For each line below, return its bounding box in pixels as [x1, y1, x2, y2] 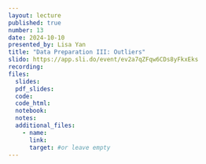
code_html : [15, 99, 51, 107]
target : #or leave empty [28, 143, 111, 151]
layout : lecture [8, 11, 61, 20]
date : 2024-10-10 [8, 33, 65, 42]
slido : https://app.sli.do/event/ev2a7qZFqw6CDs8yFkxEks [8, 56, 199, 64]
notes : [15, 114, 37, 122]
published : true [8, 19, 61, 27]
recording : [8, 63, 44, 71]
